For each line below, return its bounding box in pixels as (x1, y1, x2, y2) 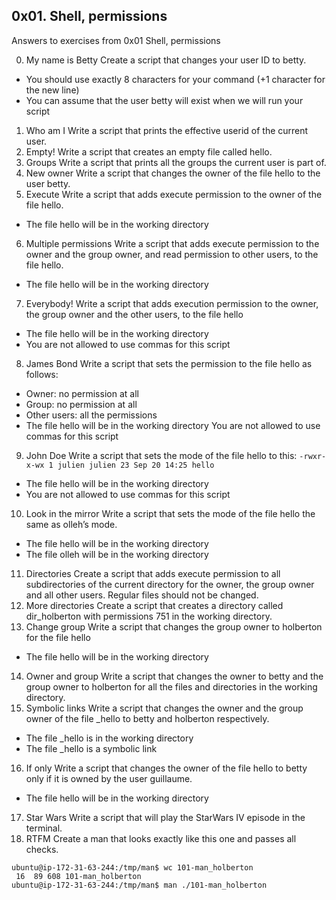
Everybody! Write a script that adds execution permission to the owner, (25, 297, 319, 309)
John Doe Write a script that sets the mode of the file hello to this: (25, 449, 298, 461)
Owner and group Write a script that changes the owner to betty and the (25, 670, 324, 682)
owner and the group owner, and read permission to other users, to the (25, 248, 319, 260)
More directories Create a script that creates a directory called (25, 599, 284, 611)
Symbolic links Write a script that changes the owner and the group (25, 702, 304, 714)
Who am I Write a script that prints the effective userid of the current (25, 124, 309, 136)
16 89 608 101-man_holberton (15, 871, 142, 881)
